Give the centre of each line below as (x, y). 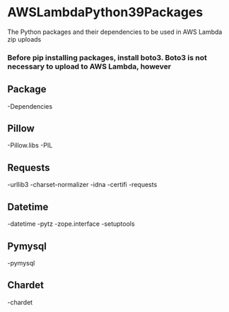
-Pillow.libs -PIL (30, 145)
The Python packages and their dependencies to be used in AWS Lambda (115, 32)
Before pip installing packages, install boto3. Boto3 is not (107, 57)
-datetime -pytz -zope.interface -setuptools (71, 224)
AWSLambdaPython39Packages (105, 12)
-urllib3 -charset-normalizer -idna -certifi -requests (82, 185)
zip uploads (24, 39)
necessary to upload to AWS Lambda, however (89, 66)
